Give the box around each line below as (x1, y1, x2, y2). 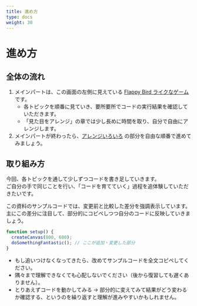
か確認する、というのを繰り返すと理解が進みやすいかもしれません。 (14, 293, 180, 300)
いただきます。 (23, 110, 60, 117)
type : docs (6, 14, 33, 20)
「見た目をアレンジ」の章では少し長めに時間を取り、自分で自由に (23, 118, 183, 125)
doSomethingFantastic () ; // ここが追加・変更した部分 (11, 240, 135, 246)
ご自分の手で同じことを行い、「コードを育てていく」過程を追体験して (6, 183, 173, 190)
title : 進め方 (6, 8, 38, 15)
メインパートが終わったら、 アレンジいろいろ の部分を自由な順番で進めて (14, 133, 192, 140)
